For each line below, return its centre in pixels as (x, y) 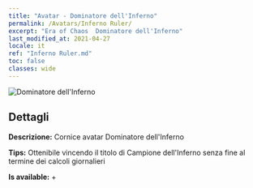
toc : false (27, 62)
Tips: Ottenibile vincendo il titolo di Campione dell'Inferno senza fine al (127, 152)
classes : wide (32, 69)
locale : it (27, 46)
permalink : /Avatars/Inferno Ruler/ (70, 23)
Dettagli (29, 117)
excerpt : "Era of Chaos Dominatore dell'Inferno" (96, 31)
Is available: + (32, 177)
